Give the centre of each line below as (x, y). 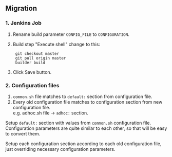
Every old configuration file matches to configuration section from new (88, 102)
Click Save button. (32, 72)
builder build (30, 63)
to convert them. (23, 133)
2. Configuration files (32, 85)
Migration (21, 8)
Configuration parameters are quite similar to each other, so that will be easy (86, 128)
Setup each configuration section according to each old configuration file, (83, 144)
